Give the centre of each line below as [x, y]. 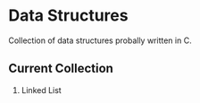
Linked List [41, 90]
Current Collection [61, 69]
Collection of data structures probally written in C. [100, 40]
